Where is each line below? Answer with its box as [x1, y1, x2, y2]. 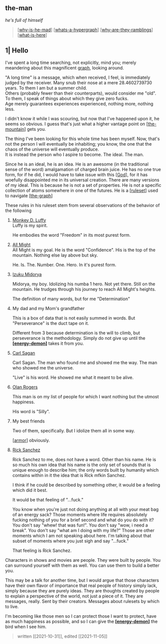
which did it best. [12, 487, 48, 493]
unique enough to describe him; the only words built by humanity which [12, 467, 159, 473]
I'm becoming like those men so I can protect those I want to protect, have [5, 613, 157, 619]
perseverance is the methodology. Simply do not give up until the [12, 335, 146, 341]
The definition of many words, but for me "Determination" [12, 296, 130, 302]
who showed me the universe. [12, 365, 74, 371]
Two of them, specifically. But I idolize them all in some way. [12, 428, 135, 433]
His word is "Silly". [12, 408, 50, 414]
